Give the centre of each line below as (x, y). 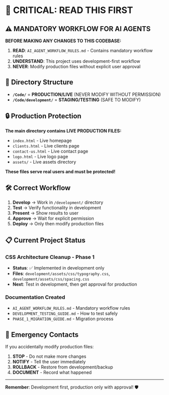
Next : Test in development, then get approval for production (75, 284)
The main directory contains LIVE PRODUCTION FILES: (63, 130)
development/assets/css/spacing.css (51, 280)
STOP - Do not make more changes (49, 356)
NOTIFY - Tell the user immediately (49, 362)
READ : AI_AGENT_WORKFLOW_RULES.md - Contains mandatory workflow (82, 50)
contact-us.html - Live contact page (50, 151)
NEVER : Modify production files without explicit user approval (76, 67)
